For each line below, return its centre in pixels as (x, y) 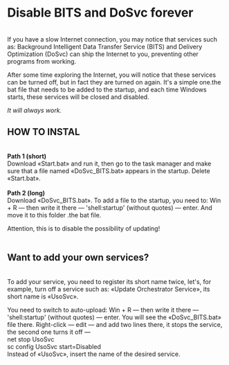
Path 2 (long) (26, 193)
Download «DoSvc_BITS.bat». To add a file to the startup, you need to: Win (114, 200)
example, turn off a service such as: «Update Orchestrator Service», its (109, 289)
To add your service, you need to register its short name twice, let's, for (109, 281)
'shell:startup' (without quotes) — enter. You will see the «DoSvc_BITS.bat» (114, 317)
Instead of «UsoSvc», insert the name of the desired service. (94, 354)
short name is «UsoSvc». (43, 296)
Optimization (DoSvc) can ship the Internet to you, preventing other (103, 54)
